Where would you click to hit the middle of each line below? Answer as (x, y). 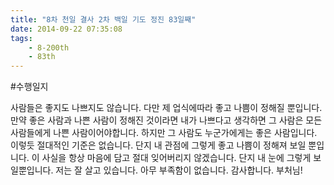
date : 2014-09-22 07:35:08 (66, 29)
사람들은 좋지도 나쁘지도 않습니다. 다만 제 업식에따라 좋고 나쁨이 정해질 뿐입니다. (166, 108)
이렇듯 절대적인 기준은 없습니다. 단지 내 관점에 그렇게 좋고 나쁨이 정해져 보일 (158, 145)
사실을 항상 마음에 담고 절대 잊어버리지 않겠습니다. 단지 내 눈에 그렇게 (176, 158)
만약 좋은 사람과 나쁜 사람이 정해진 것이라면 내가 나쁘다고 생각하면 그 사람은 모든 (166, 120)
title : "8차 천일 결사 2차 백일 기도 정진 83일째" (103, 19)
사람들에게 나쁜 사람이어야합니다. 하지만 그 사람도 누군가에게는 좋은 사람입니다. (164, 133)
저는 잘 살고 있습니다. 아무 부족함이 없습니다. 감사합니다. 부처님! (179, 170)
